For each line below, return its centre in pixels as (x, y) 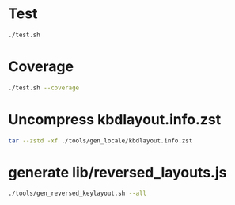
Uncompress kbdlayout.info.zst (115, 119)
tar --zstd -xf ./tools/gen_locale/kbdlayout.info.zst (100, 140)
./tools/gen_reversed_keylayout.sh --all (78, 194)
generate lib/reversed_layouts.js (117, 172)
